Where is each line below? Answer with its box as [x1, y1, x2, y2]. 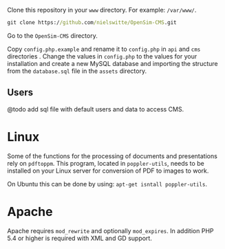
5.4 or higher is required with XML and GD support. [7, 234, 153, 242]
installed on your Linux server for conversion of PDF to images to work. [7, 166, 209, 175]
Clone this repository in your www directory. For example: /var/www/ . [7, 6, 197, 14]
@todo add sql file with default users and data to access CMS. [7, 105, 184, 113]
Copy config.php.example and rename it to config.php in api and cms [7, 45, 201, 53]
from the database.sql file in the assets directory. [7, 67, 147, 75]
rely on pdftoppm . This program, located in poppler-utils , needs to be [7, 159, 204, 167]
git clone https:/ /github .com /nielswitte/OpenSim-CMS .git [7, 19, 177, 26]
